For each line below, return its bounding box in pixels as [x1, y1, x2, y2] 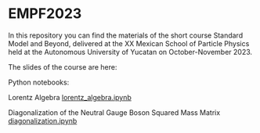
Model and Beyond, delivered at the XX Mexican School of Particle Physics [8, 38, 250, 48]
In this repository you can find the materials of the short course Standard [8, 31, 244, 40]
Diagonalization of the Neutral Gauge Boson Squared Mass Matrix [8, 107, 221, 117]
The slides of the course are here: [8, 62, 117, 71]
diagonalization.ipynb [8, 116, 78, 125]
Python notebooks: [8, 77, 70, 87]
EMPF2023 [8, 5, 82, 23]
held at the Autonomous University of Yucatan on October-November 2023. [8, 47, 253, 56]
